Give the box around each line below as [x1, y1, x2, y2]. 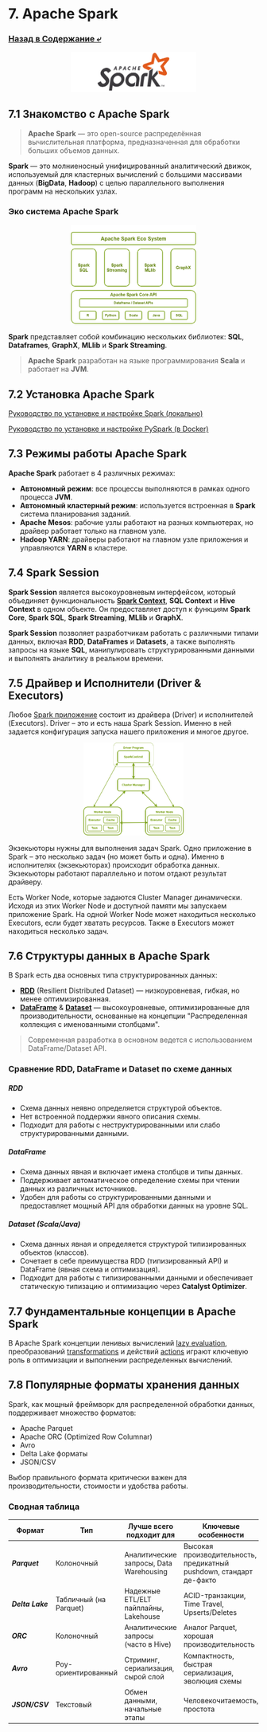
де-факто [184, 1575, 217, 1585]
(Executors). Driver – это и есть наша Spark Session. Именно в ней [8, 719, 232, 728]
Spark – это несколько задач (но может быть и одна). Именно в [8, 852, 225, 861]
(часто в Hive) [124, 1640, 172, 1649]
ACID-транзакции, [184, 1590, 246, 1600]
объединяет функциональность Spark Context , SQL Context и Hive [8, 595, 236, 605]
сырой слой [124, 1672, 164, 1682]
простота [184, 1704, 215, 1714]
